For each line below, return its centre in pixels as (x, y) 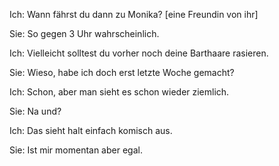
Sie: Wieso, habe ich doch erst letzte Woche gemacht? (122, 72)
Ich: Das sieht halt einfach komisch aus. (91, 130)
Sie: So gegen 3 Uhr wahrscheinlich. (84, 33)
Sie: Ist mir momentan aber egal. (76, 150)
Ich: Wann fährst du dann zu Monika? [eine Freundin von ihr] (134, 14)
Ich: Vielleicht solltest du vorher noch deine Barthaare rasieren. (139, 53)
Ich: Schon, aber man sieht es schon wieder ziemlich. (119, 92)
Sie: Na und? (35, 111)
